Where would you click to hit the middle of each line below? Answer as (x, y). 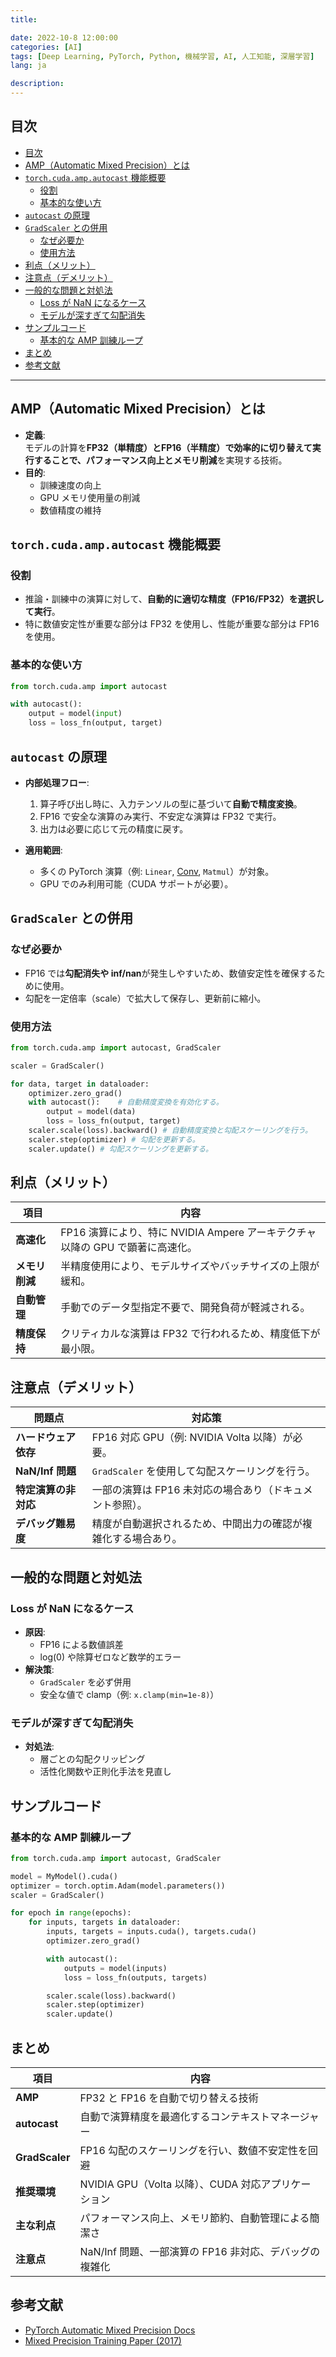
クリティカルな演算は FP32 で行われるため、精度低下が (190, 1334)
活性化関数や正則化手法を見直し (105, 1772)
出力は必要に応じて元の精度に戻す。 (114, 828)
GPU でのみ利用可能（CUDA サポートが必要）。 (136, 883)
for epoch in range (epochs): (71, 1913)
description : (37, 84)
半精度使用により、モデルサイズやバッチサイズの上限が (190, 1266)
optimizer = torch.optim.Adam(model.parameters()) (118, 1886)
